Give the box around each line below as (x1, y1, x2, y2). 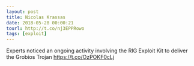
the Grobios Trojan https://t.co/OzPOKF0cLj (6, 54, 115, 61)
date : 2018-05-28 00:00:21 (6, 20, 74, 26)
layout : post (6, 8, 39, 15)
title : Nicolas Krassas (6, 14, 66, 20)
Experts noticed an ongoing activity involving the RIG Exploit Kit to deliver (6, 47, 188, 54)
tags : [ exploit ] (6, 31, 47, 37)
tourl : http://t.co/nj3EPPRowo (6, 25, 85, 32)
